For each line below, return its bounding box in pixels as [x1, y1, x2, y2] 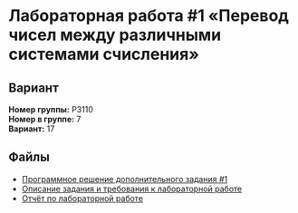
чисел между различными [8, 24, 222, 45]
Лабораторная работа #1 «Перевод [8, 5, 289, 26]
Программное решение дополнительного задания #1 [21, 173, 228, 184]
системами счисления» [8, 44, 200, 64]
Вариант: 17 [8, 123, 55, 134]
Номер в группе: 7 [8, 114, 82, 124]
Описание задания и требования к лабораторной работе [21, 183, 242, 194]
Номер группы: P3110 [8, 104, 94, 114]
